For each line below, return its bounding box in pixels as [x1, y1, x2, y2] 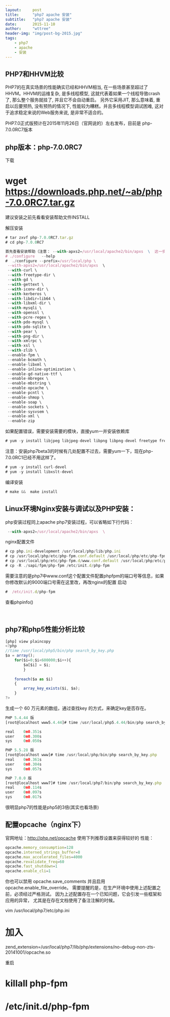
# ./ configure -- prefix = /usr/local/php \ [5, 258, 96, 263]
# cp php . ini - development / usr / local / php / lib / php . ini [5, 549, 121, 554]
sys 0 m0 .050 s [5, 738, 42, 744]
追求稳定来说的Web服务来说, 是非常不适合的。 [9, 109, 106, 115]
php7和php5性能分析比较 [5, 625, 85, 634]
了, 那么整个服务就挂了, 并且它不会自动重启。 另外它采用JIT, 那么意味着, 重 [5, 97, 161, 103]
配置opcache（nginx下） [5, 820, 85, 829]
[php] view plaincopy [5, 639, 51, 644]
